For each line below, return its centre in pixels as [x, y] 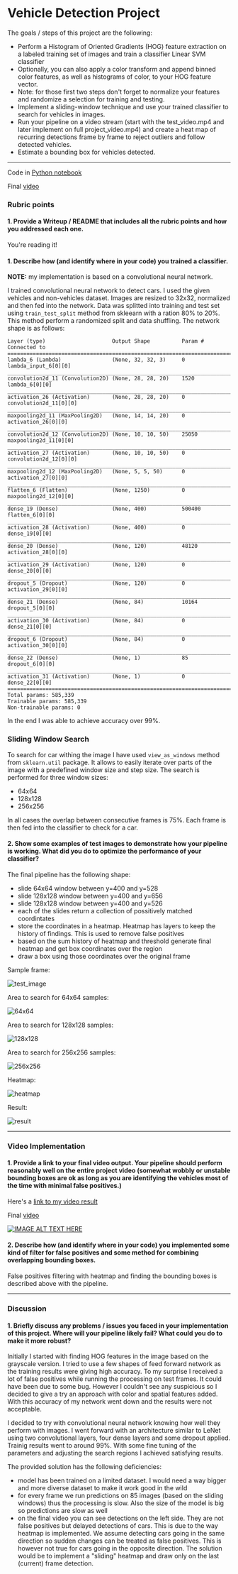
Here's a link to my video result [52, 1201]
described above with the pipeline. [58, 1284]
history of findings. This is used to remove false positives [101, 933]
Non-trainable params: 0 [44, 708]
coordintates [36, 918]
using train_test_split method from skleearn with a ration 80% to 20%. [114, 313]
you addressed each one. [45, 229]
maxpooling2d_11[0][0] [41, 441]
